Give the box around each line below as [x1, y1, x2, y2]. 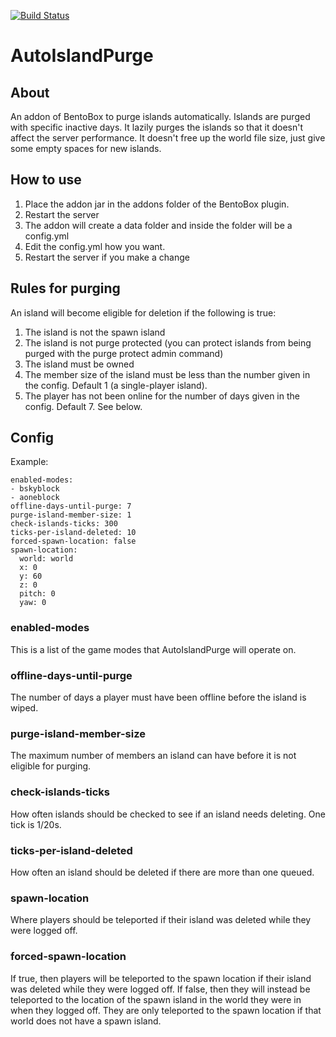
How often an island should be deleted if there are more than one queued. [10, 866, 315, 878]
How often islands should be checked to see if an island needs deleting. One [10, 808, 326, 820]
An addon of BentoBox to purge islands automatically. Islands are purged [10, 111, 311, 122]
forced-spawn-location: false [10, 536, 137, 547]
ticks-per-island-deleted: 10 [10, 528, 137, 538]
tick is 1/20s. [10, 818, 62, 830]
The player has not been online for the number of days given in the [24, 390, 300, 402]
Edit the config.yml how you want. [24, 240, 166, 252]
